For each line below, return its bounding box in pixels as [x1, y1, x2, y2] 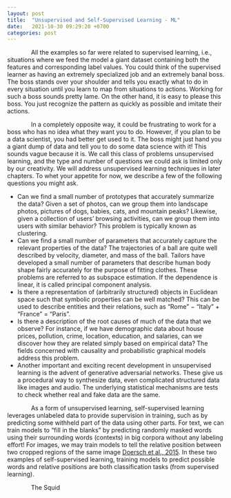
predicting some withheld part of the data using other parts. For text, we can [7, 419, 224, 427]
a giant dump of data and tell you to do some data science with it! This [7, 142, 207, 151]
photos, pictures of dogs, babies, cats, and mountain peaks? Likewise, [17, 207, 217, 216]
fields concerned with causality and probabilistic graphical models [17, 347, 206, 355]
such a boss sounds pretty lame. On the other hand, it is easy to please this [7, 93, 221, 101]
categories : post [7, 29, 57, 37]
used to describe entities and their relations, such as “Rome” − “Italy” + [17, 303, 220, 311]
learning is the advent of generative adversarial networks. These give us [17, 369, 223, 377]
